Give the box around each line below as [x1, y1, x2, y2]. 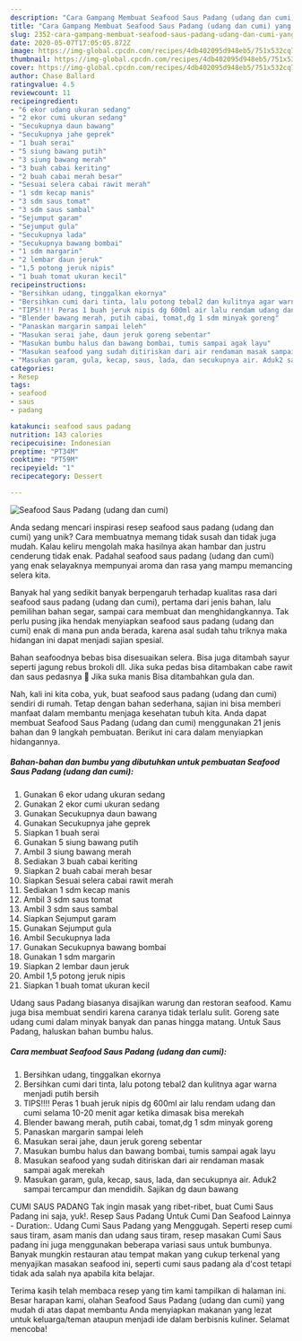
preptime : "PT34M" [10, 446, 79, 456]
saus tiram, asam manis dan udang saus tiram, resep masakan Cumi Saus [10, 1230, 281, 1240]
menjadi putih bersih [22, 1088, 99, 1098]
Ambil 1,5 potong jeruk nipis [22, 970, 126, 981]
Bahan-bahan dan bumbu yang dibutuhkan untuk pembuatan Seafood [10, 756, 280, 768]
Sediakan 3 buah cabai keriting [22, 855, 138, 867]
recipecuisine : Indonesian [10, 438, 111, 447]
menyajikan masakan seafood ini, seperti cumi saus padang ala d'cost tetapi [10, 1258, 292, 1269]
